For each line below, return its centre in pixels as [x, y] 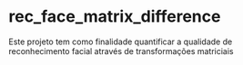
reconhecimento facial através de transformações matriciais [121, 51]
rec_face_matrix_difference [115, 17]
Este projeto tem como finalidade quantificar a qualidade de [121, 42]
